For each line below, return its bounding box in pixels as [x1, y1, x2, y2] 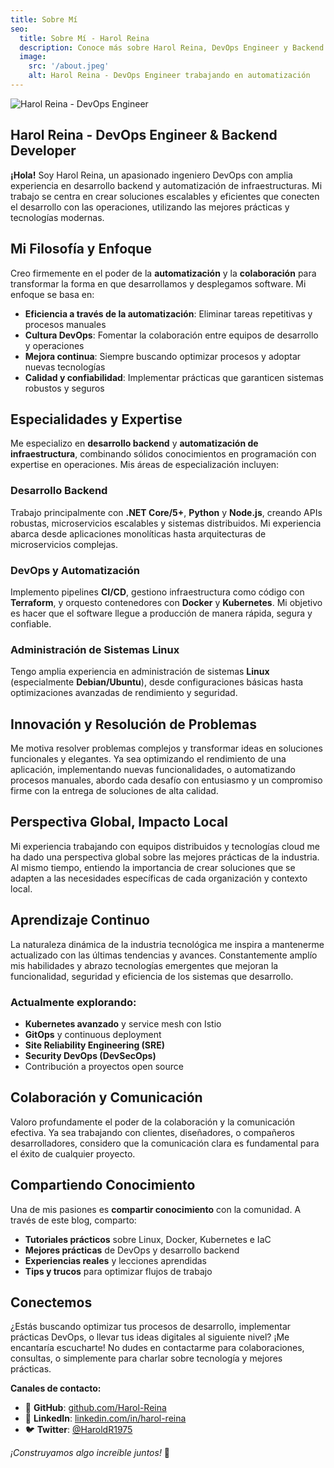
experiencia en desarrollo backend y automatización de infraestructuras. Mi [10, 179, 323, 191]
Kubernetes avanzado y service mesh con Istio [24, 1017, 222, 1030]
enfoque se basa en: [10, 288, 95, 300]
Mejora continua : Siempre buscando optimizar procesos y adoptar [24, 350, 302, 362]
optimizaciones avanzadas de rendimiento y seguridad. [10, 687, 238, 699]
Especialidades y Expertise [10, 411, 183, 428]
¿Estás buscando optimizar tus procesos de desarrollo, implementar [10, 1321, 292, 1333]
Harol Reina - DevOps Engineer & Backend [10, 127, 278, 144]
